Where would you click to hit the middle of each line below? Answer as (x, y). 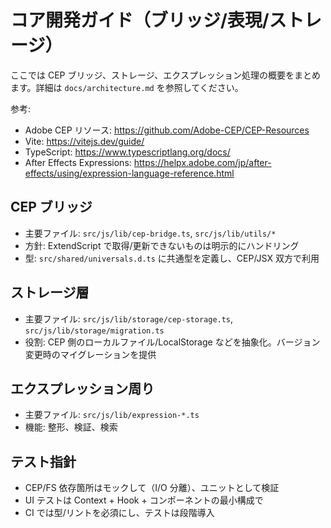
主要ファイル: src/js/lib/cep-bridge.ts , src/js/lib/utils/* (150, 233)
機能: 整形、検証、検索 (71, 427)
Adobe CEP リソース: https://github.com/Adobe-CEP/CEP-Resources (167, 130)
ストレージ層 (50, 292)
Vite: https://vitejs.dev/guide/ (84, 141)
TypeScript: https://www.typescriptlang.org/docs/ (127, 152)
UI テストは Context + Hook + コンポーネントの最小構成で (144, 500)
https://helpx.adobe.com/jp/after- (202, 162)
